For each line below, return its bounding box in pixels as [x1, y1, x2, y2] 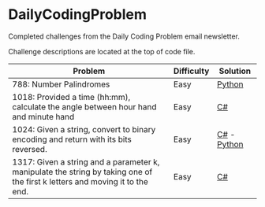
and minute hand [12, 111, 75, 122]
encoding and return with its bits [12, 134, 132, 145]
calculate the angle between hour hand [12, 101, 157, 112]
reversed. [12, 143, 47, 154]
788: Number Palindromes [12, 79, 110, 90]
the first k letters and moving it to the [12, 176, 148, 187]
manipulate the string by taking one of [12, 166, 153, 177]
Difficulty [173, 65, 210, 76]
